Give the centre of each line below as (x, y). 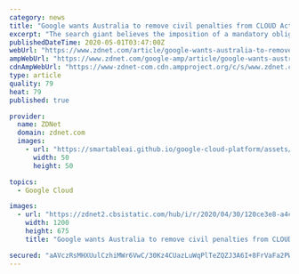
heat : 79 (25, 92)
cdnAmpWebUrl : (36, 68)
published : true (39, 100)
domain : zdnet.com (52, 133)
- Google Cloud (45, 190)
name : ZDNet (40, 125)
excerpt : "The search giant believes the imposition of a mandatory (139, 34)
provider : (28, 117)
